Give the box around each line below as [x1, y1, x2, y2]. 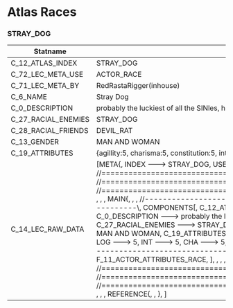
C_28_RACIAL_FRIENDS [10, 126, 89, 136]
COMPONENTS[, [143, 203, 198, 212]
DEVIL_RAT [96, 126, 133, 136]
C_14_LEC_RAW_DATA [10, 224, 85, 234]
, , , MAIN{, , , [96, 194, 138, 204]
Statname [33, 46, 67, 56]
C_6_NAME [10, 92, 47, 102]
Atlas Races [7, 4, 77, 20]
